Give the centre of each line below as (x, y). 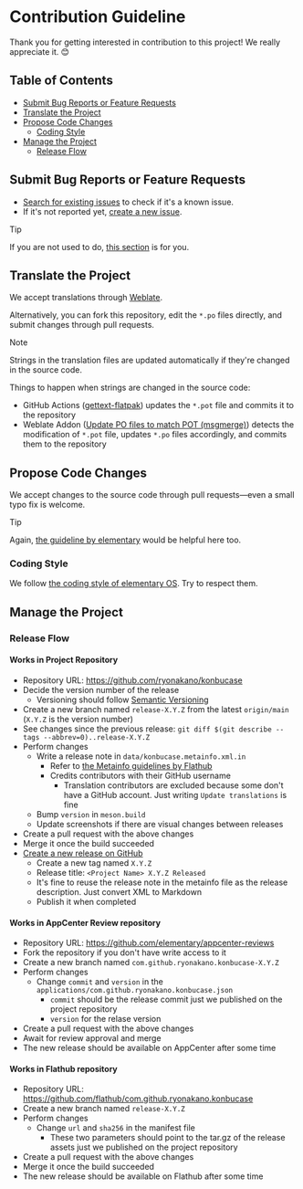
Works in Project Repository (64, 660)
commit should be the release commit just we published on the (166, 1000)
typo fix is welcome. (47, 505)
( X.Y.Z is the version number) (78, 719)
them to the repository (64, 444)
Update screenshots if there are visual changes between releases (160, 824)
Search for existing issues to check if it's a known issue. (128, 202)
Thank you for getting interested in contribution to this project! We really (145, 42)
